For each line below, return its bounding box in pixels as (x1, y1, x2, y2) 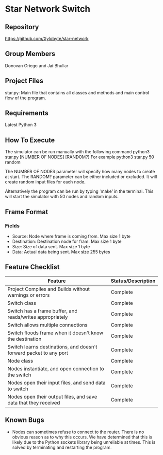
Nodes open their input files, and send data (7, 379, 106, 386)
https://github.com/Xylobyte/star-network (5, 36, 89, 41)
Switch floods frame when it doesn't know (7, 329, 103, 336)
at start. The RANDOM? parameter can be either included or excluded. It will (5, 174, 157, 180)
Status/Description (111, 277, 156, 284)
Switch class (7, 299, 36, 306)
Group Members (5, 50, 56, 58)
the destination (7, 335, 42, 342)
